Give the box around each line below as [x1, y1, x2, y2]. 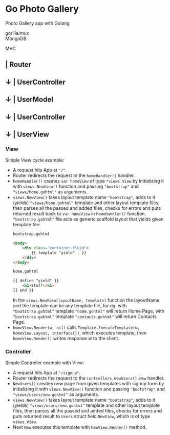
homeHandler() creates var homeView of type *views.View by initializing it [12, 178, 164, 184]
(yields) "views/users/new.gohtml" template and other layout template [12, 402, 160, 408]
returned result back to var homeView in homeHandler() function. [12, 211, 146, 217]
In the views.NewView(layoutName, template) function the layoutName [12, 297, 160, 303]
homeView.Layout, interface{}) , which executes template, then [12, 329, 147, 336]
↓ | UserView [5, 130, 50, 139]
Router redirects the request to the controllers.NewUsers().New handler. [12, 375, 165, 381]
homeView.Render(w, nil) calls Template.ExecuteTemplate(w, [12, 324, 140, 330]
